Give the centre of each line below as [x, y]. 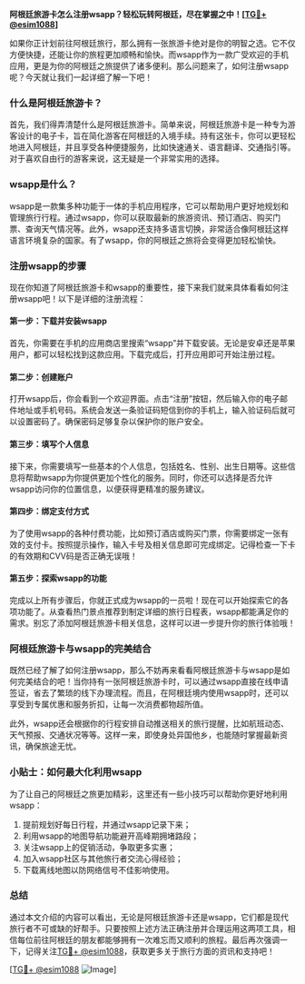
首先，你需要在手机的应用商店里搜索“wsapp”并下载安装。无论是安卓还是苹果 [152, 343]
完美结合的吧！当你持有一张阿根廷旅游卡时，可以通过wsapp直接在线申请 [152, 681]
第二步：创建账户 [41, 377]
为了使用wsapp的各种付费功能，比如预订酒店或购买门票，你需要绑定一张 [145, 533]
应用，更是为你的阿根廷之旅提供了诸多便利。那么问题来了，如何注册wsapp [149, 66]
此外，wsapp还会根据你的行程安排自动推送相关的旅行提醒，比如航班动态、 [149, 724]
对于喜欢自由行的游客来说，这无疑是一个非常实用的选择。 [117, 159]
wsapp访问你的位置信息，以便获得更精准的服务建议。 [109, 489]
